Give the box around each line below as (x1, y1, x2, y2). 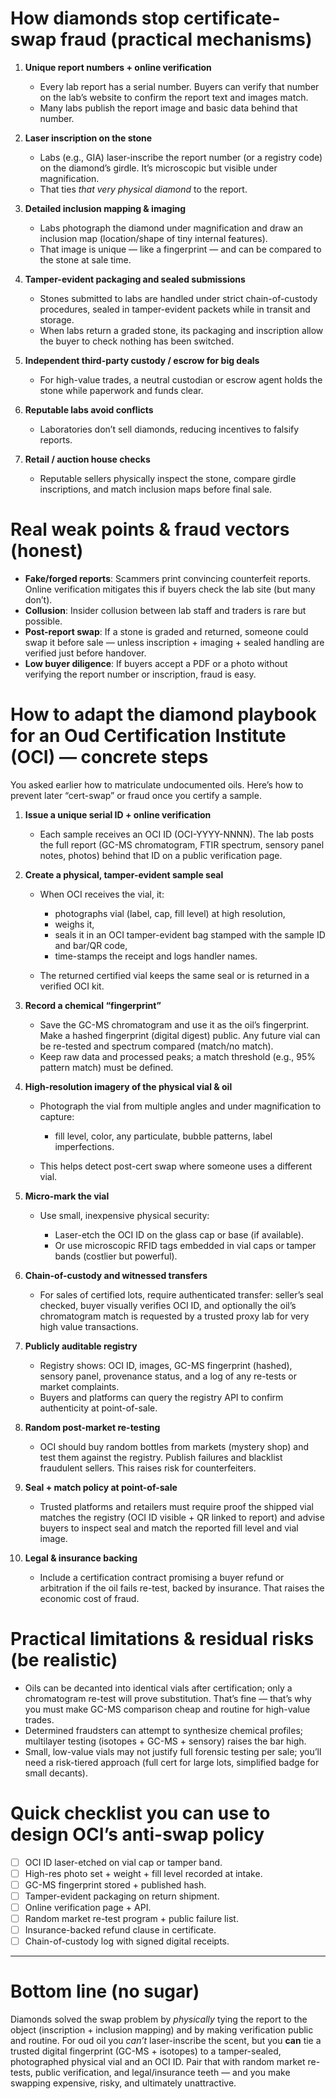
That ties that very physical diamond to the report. (39, 183, 248, 195)
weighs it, (54, 918, 95, 930)
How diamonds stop (10, 7, 180, 30)
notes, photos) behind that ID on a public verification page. (39, 849, 283, 861)
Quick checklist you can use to (10, 1802, 271, 1824)
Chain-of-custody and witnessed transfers (24, 1269, 208, 1281)
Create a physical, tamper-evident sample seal (24, 868, 224, 881)
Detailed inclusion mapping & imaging (24, 202, 186, 214)
